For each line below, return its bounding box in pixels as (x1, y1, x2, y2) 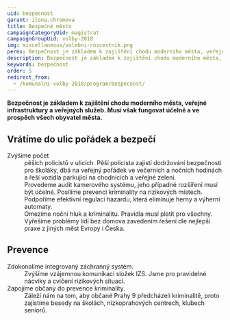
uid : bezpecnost (7, 10, 53, 17)
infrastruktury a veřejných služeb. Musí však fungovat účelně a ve (7, 106, 200, 114)
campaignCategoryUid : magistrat (7, 29, 99, 36)
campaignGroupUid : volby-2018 (7, 36, 94, 42)
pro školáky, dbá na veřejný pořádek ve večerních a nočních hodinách (24, 166, 222, 175)
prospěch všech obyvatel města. (7, 114, 103, 122)
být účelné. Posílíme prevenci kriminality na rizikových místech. (24, 188, 203, 196)
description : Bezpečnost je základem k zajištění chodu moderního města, (7, 55, 222, 62)
